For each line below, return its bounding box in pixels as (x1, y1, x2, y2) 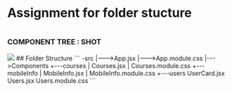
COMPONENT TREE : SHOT (7, 37, 102, 47)
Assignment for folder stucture (7, 5, 192, 21)
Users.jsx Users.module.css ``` (7, 76, 96, 85)
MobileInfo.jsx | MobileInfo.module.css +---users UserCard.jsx (43, 69, 225, 77)
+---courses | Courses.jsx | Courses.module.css (50, 61, 191, 70)
